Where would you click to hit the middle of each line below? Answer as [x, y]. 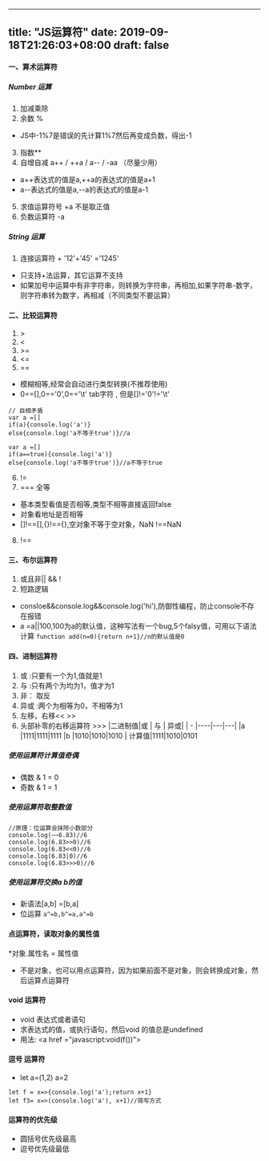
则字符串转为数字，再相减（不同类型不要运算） [97, 295]
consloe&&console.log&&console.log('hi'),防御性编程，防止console [130, 606]
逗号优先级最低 [44, 1149]
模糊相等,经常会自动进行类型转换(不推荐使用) [94, 384]
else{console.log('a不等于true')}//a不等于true [85, 463]
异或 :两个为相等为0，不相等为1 [71, 706]
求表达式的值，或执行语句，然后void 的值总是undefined [111, 1029]
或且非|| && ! [40, 579]
